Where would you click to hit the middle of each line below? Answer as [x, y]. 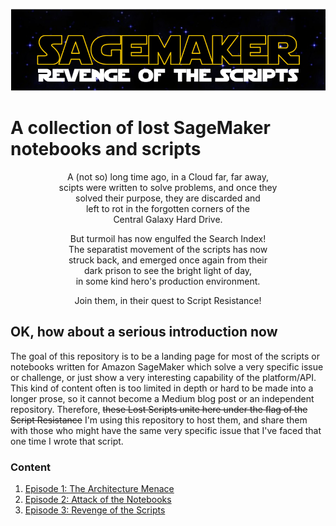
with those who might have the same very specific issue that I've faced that [166, 430]
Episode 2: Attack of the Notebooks [98, 500]
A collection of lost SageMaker [140, 128]
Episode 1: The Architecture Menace [99, 489]
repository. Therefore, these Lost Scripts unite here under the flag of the [159, 409]
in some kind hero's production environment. [168, 281]
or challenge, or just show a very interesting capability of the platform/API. [163, 377]
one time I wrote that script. [67, 441]
